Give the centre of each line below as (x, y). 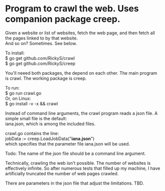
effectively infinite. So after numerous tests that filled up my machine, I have (83, 168)
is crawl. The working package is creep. (46, 78)
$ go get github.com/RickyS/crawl (40, 58)
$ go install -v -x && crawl (32, 103)
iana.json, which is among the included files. (50, 124)
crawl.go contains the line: (32, 133)
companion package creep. (63, 19)
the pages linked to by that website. (42, 38)
